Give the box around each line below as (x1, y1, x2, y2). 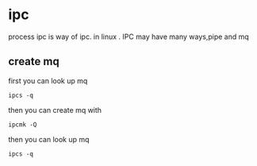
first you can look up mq (8, 75, 88, 85)
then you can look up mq (8, 134, 90, 144)
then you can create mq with (8, 105, 102, 114)
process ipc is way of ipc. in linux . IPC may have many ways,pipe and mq (8, 32, 250, 41)
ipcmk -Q (8, 121, 37, 129)
